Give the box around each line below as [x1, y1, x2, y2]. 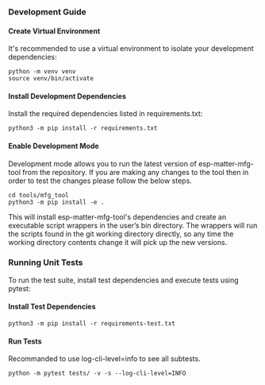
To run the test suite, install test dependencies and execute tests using [8, 275, 240, 285]
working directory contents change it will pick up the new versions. [8, 237, 228, 247]
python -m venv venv [8, 68, 77, 76]
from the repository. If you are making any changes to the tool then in [22, 167, 249, 177]
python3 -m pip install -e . [8, 198, 105, 206]
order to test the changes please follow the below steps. [8, 176, 192, 185]
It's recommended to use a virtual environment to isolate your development [8, 44, 254, 53]
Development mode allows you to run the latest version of [8, 158, 197, 169]
